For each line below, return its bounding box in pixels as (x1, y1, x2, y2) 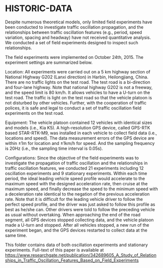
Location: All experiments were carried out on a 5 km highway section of (5, 69, 151, 74)
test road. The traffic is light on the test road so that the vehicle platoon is (5, 94, 152, 100)
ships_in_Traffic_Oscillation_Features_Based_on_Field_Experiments (5, 257, 139, 263)
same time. (5, 232, 28, 238)
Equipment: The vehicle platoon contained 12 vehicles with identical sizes (5, 120, 152, 125)
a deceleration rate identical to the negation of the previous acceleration (5, 191, 150, 197)
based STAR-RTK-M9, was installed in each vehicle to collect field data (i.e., (5, 130, 157, 136)
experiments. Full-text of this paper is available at (5, 247, 104, 253)
